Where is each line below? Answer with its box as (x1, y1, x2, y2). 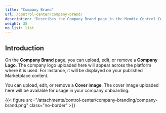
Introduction (5, 44, 44, 52)
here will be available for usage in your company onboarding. (5, 87, 130, 93)
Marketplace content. (5, 73, 49, 78)
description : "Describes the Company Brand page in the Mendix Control (5, 16, 156, 21)
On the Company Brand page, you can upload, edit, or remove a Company (5, 57, 158, 63)
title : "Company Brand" (5, 7, 54, 12)
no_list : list (5, 26, 35, 31)
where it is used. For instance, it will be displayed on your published (5, 67, 143, 73)
